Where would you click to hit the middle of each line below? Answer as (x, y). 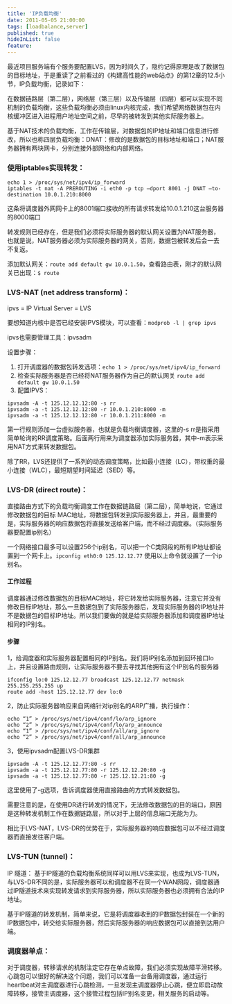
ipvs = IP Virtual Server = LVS (49, 308)
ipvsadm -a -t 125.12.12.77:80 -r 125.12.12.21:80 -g (87, 776)
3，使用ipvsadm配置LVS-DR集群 (54, 751)
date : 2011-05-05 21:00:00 (46, 20)
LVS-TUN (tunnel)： (41, 857)
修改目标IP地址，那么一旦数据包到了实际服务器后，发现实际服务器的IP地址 (113, 607)
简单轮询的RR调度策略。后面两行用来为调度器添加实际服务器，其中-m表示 (112, 437)
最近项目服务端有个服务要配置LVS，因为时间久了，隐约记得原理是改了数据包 (116, 66)
